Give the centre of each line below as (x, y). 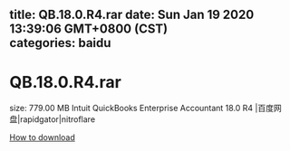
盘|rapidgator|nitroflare (53, 119)
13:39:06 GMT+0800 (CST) (89, 29)
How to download (42, 137)
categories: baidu (60, 43)
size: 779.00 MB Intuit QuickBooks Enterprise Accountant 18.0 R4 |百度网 (146, 109)
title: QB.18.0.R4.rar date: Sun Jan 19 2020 (132, 15)
